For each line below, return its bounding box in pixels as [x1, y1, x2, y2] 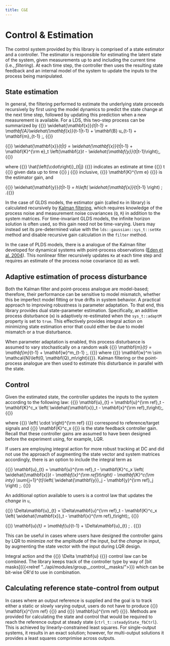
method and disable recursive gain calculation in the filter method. [5, 232, 148, 238]
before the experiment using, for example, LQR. [5, 436, 104, 442]
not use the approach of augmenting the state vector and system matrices [5, 451, 160, 457]
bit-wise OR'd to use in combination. [5, 569, 81, 575]
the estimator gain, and [5, 174, 54, 180]
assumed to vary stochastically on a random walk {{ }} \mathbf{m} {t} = [5, 344, 152, 350]
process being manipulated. [5, 73, 63, 79]
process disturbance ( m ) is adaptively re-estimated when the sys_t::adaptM [5, 313, 162, 319]
